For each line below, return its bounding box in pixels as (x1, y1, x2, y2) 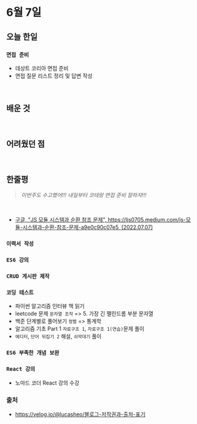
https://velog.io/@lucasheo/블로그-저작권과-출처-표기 (15, 410, 146, 418)
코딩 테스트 (6, 289, 34, 296)
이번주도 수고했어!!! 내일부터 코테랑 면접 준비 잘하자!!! (21, 191, 147, 199)
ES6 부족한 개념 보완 (6, 349, 59, 356)
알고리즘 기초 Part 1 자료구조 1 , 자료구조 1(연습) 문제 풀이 (15, 325, 145, 333)
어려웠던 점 (6, 139, 45, 149)
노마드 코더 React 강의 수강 (15, 379, 80, 386)
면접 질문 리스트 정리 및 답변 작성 (15, 72, 92, 79)
